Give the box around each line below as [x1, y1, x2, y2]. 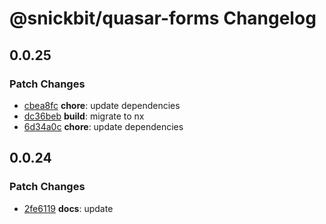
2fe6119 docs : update [23, 202, 114, 214]
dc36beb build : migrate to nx [23, 110, 145, 122]
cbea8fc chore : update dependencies [23, 99, 181, 111]
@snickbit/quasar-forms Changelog [9, 7, 317, 30]
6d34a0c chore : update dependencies [23, 120, 184, 132]
